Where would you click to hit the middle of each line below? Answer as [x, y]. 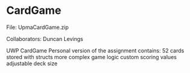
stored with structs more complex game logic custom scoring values [92, 57]
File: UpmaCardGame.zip [38, 27]
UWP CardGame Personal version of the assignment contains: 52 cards [95, 50]
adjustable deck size [32, 63]
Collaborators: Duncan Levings [45, 39]
